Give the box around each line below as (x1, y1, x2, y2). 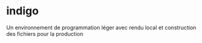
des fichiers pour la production (6, 30, 84, 37)
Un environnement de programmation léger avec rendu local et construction (6, 24, 197, 31)
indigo (6, 4, 39, 18)
